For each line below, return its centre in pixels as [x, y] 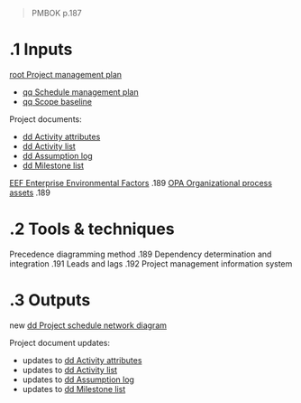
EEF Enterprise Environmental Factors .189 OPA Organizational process [141, 183]
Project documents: [46, 119]
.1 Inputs [41, 50]
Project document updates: [60, 342]
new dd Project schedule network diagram [88, 325]
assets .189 [30, 192]
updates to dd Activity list [70, 370]
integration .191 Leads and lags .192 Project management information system [151, 263]
